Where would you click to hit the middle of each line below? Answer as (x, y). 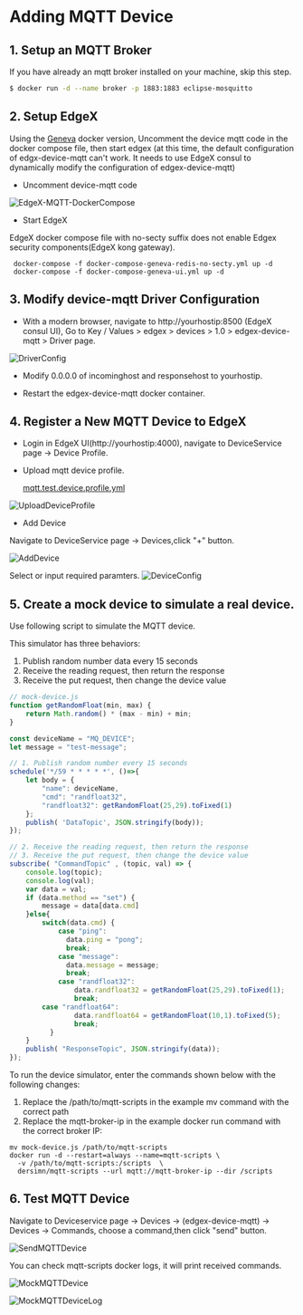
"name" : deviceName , (80, 789)
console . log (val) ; (60, 880)
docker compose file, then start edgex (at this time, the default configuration (152, 148)
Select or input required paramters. (75, 576)
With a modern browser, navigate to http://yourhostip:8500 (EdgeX (147, 321)
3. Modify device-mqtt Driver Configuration (135, 299)
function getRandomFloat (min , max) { (80, 705)
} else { (38, 915)
